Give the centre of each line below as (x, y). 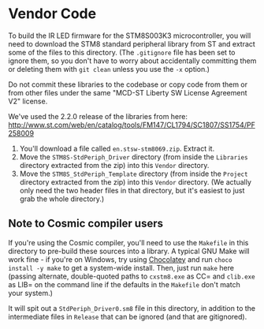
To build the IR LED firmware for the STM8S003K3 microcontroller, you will (130, 36)
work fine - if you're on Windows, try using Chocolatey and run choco (120, 259)
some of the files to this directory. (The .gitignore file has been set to (122, 52)
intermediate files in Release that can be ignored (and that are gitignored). (128, 316)
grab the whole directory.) (62, 199)
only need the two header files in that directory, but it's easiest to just (132, 190)
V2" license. (28, 101)
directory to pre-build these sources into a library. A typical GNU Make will (129, 251)
